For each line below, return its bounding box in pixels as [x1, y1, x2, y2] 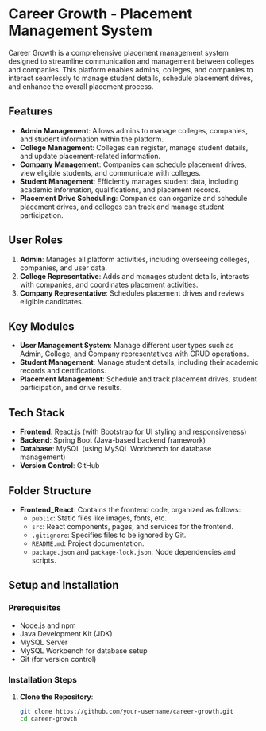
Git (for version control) [19, 654, 97, 663]
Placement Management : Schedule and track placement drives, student [19, 374, 258, 384]
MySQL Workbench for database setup [19, 645, 148, 656]
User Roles [8, 234, 64, 247]
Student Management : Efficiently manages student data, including [19, 176, 239, 186]
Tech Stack [8, 406, 65, 420]
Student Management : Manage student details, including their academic [19, 358, 259, 367]
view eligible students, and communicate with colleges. [19, 168, 201, 177]
